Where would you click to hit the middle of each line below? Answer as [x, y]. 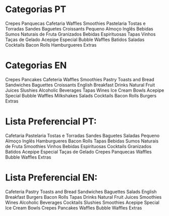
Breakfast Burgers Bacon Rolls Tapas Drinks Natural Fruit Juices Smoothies [83, 197]
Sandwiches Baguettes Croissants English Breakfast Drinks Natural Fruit [80, 85]
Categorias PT [36, 9]
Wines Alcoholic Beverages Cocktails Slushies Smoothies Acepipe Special [82, 202]
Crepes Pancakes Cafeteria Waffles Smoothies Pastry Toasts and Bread [80, 79]
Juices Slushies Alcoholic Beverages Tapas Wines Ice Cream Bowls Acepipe [85, 90]
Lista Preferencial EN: [51, 177]
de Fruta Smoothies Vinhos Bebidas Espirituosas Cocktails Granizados [78, 146]
